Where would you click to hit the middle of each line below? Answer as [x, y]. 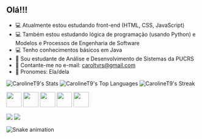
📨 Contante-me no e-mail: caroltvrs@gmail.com [75, 65]
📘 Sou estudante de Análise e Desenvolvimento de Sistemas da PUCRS [104, 59]
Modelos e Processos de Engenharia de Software [77, 43]
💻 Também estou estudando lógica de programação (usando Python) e [105, 34]
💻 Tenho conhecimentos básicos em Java [69, 50]
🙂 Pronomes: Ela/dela [42, 71]
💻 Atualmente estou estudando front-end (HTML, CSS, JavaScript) [100, 25]
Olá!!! [17, 10]
